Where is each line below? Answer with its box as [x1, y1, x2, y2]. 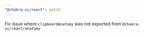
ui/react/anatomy [4, 26, 41, 31]
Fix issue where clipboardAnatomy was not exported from [4, 21, 122, 27]
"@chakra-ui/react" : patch [4, 7, 61, 12]
